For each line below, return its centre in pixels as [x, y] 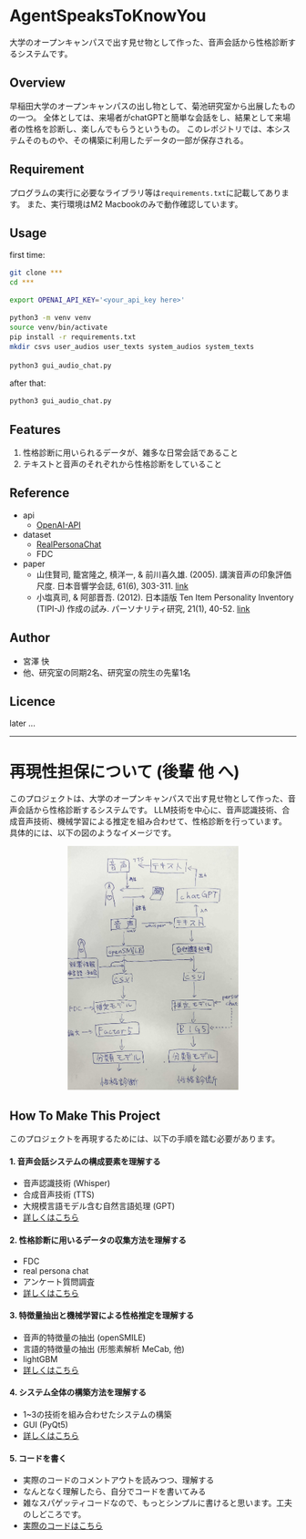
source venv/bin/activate [58, 327]
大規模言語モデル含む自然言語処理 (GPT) [99, 1206]
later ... [23, 723]
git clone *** [36, 273]
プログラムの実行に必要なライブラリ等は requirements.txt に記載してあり [146, 192]
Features [35, 429]
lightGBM [40, 1358]
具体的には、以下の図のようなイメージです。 [93, 833]
